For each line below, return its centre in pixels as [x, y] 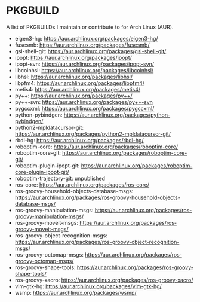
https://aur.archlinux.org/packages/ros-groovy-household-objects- [97, 197]
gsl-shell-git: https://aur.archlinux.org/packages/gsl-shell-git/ [90, 51]
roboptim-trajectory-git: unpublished [60, 178]
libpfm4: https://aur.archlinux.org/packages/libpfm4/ [80, 83]
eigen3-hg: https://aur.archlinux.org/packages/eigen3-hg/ [86, 38]
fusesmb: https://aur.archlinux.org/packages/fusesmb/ [82, 45]
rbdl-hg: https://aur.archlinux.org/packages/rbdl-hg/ [79, 140]
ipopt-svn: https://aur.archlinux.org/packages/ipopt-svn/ [84, 64]
